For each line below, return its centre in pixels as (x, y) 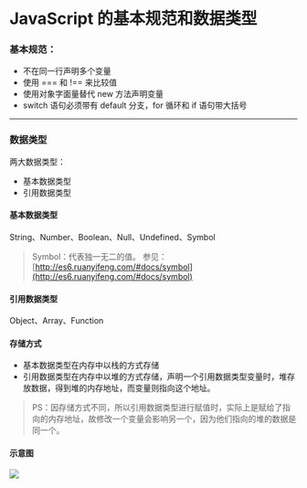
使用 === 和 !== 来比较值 (69, 82)
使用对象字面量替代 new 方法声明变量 (93, 94)
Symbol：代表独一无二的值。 (86, 256)
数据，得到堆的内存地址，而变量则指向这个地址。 (123, 388)
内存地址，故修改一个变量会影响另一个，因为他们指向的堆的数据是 (172, 419)
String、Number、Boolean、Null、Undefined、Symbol (113, 237)
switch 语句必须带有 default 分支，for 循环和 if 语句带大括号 (135, 105)
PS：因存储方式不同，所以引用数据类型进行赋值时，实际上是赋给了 (157, 408)
